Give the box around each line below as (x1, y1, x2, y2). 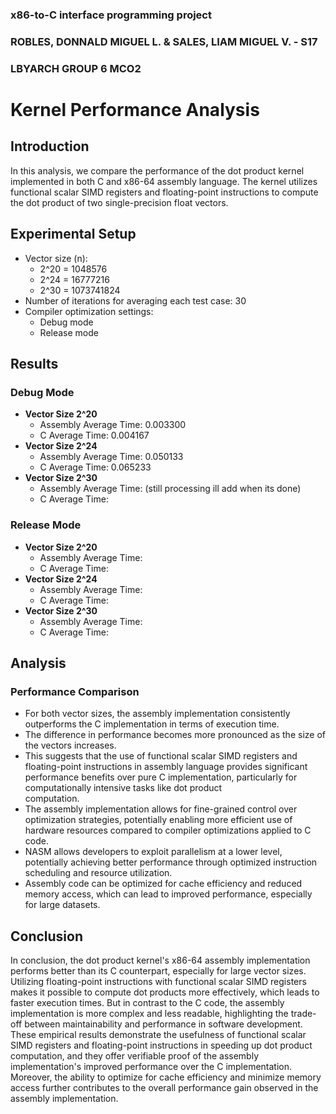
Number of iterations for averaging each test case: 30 (24, 294, 247, 307)
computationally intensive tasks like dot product (24, 782, 223, 794)
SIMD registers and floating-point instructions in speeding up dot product (10, 1039, 313, 1052)
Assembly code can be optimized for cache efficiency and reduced (24, 878, 303, 890)
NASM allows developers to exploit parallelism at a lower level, (24, 846, 283, 858)
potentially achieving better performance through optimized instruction (24, 856, 318, 868)
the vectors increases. (24, 739, 117, 752)
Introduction (10, 138, 90, 155)
